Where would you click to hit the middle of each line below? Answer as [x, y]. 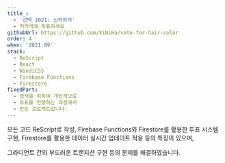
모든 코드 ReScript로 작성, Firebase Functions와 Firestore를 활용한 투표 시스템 [113, 129]
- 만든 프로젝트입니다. [41, 109]
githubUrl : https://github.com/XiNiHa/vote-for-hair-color [93, 33]
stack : [16, 52]
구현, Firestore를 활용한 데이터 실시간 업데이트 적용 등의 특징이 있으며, [101, 138]
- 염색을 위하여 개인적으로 [45, 97]
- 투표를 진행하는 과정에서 [45, 103]
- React [24, 64]
